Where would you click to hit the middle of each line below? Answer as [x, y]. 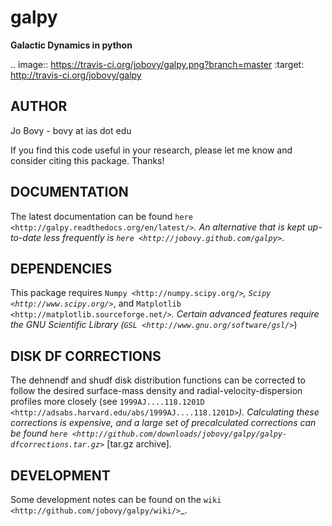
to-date [26, 237]
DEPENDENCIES [61, 268]
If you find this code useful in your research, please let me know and [151, 150]
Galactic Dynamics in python [71, 45]
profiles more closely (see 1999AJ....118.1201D [107, 402]
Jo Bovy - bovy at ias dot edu [71, 130]
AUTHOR [39, 106]
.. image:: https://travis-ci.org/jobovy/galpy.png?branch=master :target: [157, 64]
